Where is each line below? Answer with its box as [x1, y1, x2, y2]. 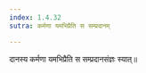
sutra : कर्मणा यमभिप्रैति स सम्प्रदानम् [9, 21, 110, 30]
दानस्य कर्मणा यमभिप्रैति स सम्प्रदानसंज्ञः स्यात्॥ [9, 53, 138, 64]
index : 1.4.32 [9, 12, 62, 22]
